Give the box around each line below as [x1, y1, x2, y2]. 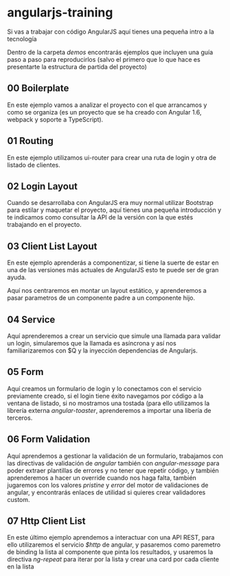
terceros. [7, 413, 33, 422]
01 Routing [7, 135, 54, 147]
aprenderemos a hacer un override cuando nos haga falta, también [7, 473, 197, 481]
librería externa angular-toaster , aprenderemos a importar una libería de [7, 406, 211, 414]
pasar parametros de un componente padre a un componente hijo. [7, 293, 196, 302]
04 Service [7, 313, 56, 325]
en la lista [7, 562, 34, 571]
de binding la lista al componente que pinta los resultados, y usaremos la [7, 548, 214, 556]
